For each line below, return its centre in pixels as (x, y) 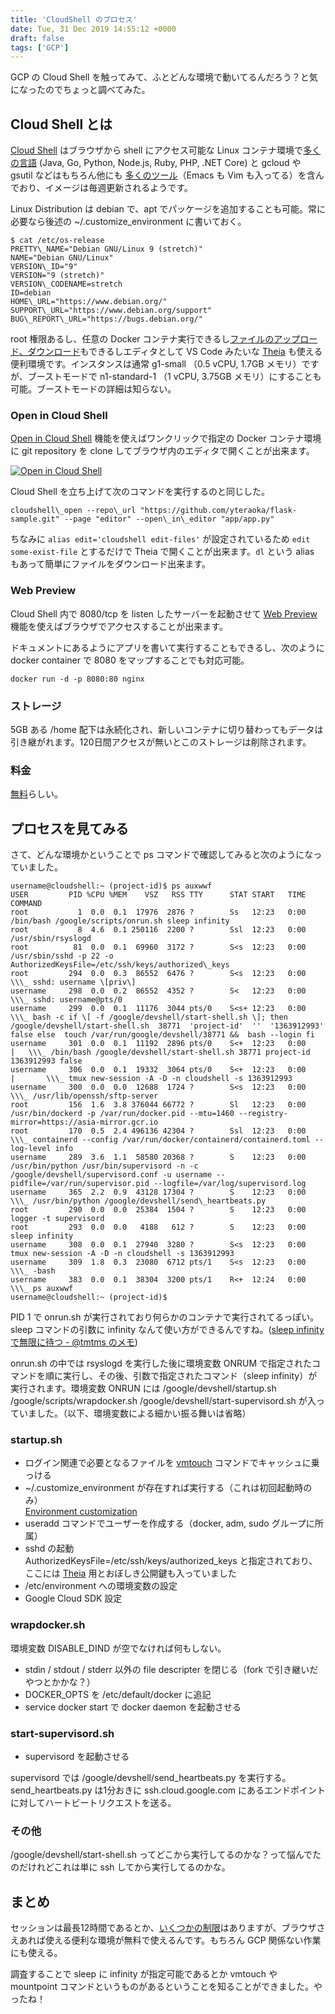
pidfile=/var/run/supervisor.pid (80, 1184)
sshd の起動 (49, 1548)
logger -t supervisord (57, 1219)
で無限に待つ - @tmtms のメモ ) (74, 1342)
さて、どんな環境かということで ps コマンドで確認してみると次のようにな (162, 855)
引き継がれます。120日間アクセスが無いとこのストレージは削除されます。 (161, 742)
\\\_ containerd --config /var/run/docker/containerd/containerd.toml (160, 1140)
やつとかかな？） (60, 1682)
